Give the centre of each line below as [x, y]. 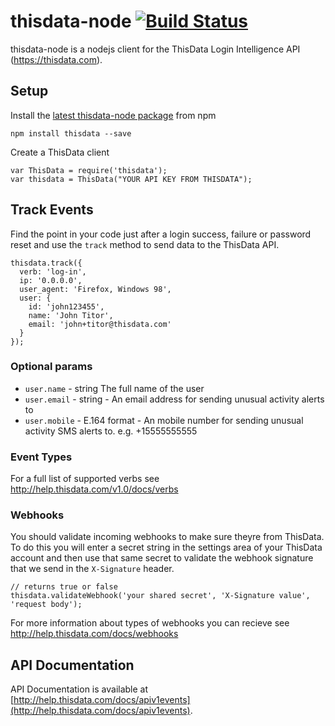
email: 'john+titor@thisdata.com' [100, 324]
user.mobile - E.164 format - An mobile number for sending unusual [164, 420]
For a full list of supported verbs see [85, 479]
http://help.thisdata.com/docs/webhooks [94, 634]
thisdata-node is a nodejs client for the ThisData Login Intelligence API [155, 49]
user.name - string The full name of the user [114, 388]
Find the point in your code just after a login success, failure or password [161, 234]
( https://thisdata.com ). [56, 59]
